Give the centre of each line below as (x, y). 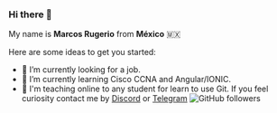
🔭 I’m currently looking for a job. (81, 70)
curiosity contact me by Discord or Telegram (104, 99)
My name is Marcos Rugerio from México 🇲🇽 (95, 34)
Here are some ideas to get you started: (83, 52)
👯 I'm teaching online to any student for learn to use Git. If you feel (145, 89)
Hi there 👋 (31, 14)
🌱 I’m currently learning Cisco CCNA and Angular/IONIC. (126, 80)
